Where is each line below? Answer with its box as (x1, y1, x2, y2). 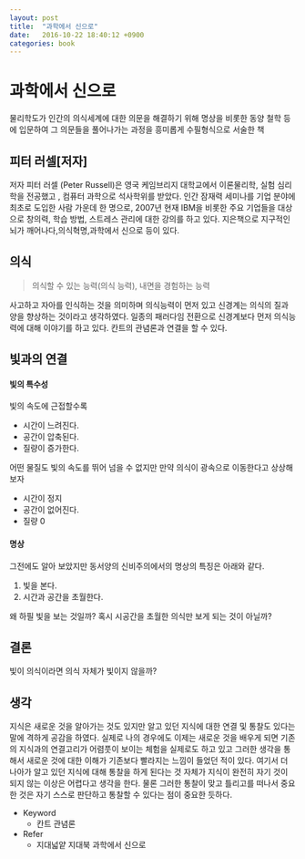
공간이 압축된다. (22, 431, 79, 442)
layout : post (9, 13, 59, 23)
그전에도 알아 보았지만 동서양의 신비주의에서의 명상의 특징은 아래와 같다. (9, 560, 265, 571)
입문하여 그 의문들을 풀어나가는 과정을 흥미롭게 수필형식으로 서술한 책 (18, 124, 265, 135)
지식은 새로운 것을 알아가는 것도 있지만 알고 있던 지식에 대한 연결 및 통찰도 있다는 (9, 721, 296, 732)
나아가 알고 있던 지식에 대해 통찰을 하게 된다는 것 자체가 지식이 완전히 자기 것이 (9, 767, 289, 778)
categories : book (9, 38, 76, 48)
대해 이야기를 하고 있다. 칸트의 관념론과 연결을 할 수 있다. (25, 322, 228, 333)
